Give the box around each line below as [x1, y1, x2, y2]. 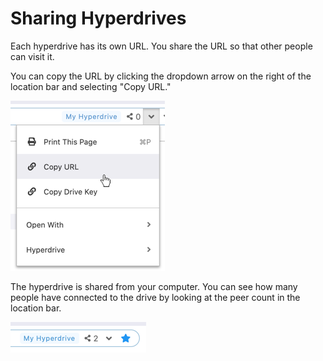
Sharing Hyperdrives [10, 7, 187, 30]
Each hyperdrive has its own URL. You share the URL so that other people [10, 40, 313, 52]
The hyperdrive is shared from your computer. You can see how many [10, 280, 298, 292]
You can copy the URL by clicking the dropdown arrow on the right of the [10, 70, 312, 82]
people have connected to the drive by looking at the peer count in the [10, 291, 301, 303]
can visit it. [10, 50, 55, 62]
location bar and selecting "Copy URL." [10, 80, 172, 92]
